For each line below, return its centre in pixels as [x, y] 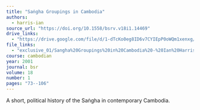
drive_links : [22, 34]
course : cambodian [29, 56]
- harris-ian [28, 23]
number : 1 [18, 78]
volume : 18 [20, 73]
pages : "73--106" [28, 84]
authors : [17, 17]
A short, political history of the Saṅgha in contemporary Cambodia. [88, 100]
